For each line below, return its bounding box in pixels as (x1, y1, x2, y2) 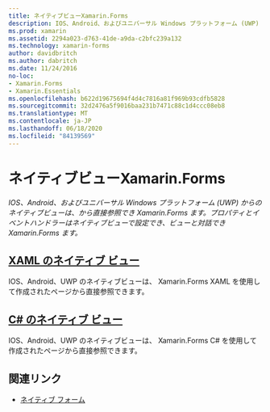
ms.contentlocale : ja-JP (8, 117, 92, 125)
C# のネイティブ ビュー (8, 313, 123, 326)
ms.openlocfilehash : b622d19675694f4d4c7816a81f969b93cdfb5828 (8, 95, 226, 103)
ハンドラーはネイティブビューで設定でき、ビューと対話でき (29, 217, 226, 227)
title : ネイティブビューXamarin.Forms (8, 11, 129, 20)
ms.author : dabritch (8, 57, 78, 65)
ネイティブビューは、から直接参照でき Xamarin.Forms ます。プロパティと (8, 208, 252, 217)
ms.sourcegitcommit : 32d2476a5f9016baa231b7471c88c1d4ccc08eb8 (8, 102, 226, 110)
